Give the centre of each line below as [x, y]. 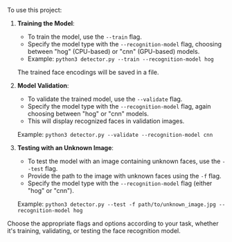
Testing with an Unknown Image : [65, 148]
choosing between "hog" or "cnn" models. [88, 114]
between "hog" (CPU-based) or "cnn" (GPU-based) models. [114, 52]
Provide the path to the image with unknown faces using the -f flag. [124, 176]
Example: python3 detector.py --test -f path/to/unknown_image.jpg [116, 204]
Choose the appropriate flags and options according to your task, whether [113, 223]
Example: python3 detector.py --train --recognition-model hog [121, 59]
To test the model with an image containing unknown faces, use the [124, 161]
